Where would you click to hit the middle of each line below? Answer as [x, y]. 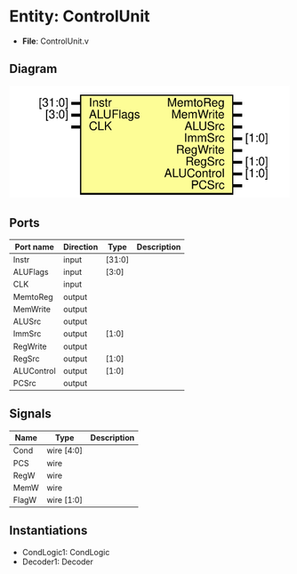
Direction [81, 247]
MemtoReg [33, 296]
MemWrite [32, 309]
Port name [35, 247]
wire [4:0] [64, 450]
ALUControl [34, 371]
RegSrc [26, 359]
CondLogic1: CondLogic [66, 552]
